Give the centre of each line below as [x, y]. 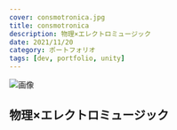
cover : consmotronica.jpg [57, 17]
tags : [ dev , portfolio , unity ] [67, 58]
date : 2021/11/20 [41, 42]
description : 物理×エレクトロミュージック [80, 34]
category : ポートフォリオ [52, 50]
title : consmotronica [49, 26]
